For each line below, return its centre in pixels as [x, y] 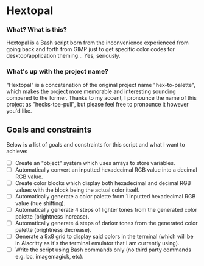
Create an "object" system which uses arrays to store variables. [95, 163]
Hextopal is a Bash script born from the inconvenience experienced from [97, 43]
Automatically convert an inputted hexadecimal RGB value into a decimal [106, 170]
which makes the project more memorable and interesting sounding [91, 91]
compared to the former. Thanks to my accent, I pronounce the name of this [101, 97]
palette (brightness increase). [52, 216]
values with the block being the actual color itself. [77, 190]
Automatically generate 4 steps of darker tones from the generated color [106, 223]
